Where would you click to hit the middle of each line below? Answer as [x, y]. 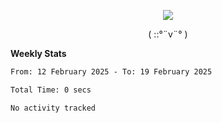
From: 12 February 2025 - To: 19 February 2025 [111, 72]
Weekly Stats [38, 53]
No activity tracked [53, 108]
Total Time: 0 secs [51, 90]
